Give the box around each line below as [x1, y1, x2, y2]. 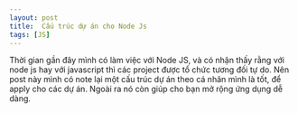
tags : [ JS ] [9, 30, 51, 39]
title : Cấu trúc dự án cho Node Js [9, 22, 147, 31]
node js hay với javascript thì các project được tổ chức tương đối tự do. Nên [9, 64, 290, 75]
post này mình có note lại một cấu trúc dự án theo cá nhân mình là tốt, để [9, 74, 282, 85]
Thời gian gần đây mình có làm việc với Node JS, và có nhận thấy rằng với [9, 55, 284, 66]
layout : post [9, 13, 59, 23]
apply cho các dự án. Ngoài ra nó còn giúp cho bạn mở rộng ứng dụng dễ [9, 83, 284, 95]
